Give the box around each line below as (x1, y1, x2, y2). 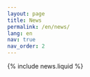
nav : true (7, 36, 36, 43)
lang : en (7, 29, 33, 37)
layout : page (7, 10, 45, 17)
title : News (7, 17, 42, 24)
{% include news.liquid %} (7, 62, 84, 70)
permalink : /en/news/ (7, 23, 70, 30)
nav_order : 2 (7, 43, 45, 50)
